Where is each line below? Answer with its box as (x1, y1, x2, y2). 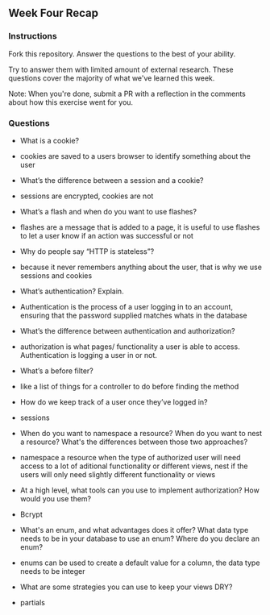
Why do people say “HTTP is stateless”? (19, 246, 155, 256)
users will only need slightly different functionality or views (19, 469, 216, 479)
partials (19, 597, 46, 607)
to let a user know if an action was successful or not (19, 231, 193, 240)
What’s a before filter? (19, 366, 94, 376)
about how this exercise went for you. (8, 97, 134, 107)
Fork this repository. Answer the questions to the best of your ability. (8, 48, 236, 59)
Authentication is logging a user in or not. (19, 350, 157, 359)
